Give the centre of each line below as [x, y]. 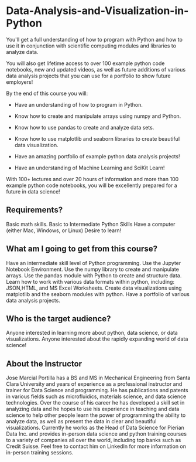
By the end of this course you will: [47, 93]
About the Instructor [44, 364]
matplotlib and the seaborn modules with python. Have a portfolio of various [98, 294]
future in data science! [33, 191]
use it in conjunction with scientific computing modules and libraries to [91, 46]
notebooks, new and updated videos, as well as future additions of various [96, 69]
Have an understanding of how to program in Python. [79, 104]
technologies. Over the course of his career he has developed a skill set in [95, 403]
